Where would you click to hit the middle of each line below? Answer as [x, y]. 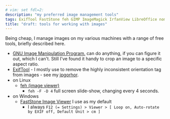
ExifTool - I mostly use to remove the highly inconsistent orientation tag [87, 70]
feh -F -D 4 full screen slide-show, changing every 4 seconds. [93, 91]
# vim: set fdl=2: [25, 10]
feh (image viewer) [40, 86]
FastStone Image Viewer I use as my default [66, 102]
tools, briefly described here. [35, 44]
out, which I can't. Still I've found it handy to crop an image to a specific [87, 59]
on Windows [26, 96]
